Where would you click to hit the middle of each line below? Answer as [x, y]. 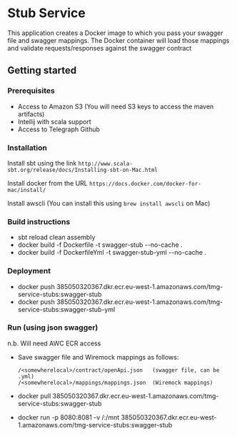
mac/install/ [27, 190]
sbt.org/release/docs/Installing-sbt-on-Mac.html [83, 170]
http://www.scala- [106, 163]
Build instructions [39, 221]
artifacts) [31, 114]
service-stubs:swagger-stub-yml [66, 309]
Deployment [29, 271]
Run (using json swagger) [53, 328]
